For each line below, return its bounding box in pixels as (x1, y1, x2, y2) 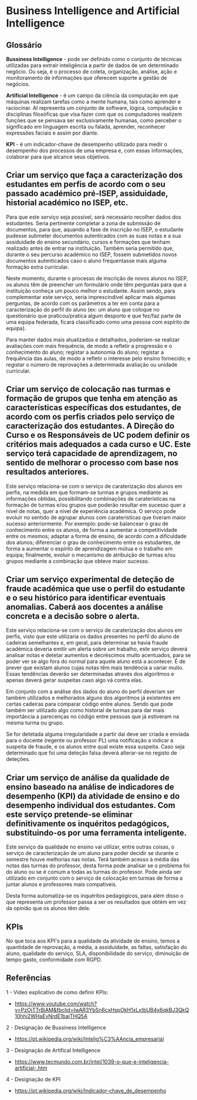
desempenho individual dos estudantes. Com (6, 800, 176, 810)
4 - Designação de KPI (6, 1075, 61, 1082)
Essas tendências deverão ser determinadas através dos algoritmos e (6, 670, 175, 678)
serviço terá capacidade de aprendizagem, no (6, 448, 178, 459)
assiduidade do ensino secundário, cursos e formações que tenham (6, 238, 171, 245)
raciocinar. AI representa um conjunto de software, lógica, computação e (6, 105, 182, 111)
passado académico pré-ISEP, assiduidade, (6, 189, 168, 199)
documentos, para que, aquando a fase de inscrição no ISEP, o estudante (6, 226, 184, 233)
